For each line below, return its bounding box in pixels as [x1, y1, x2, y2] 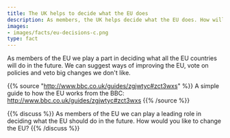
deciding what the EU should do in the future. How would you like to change [7, 117, 222, 125]
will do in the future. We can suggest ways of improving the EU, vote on [7, 61, 209, 70]
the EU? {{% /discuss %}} [7, 124, 80, 133]
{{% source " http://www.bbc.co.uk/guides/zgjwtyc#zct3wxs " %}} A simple [7, 82, 220, 90]
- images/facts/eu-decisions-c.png [7, 29, 109, 36]
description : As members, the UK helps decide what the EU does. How [7, 16, 210, 23]
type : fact [7, 36, 38, 42]
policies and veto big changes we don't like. [7, 69, 131, 77]
